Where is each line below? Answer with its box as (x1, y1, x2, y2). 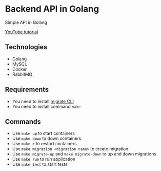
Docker (12, 66, 27, 72)
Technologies (5, 43, 48, 51)
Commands (5, 118, 41, 126)
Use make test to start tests (12, 161, 68, 167)
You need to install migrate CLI (12, 98, 74, 104)
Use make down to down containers (12, 136, 81, 141)
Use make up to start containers (12, 130, 75, 137)
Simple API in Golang (5, 19, 47, 25)
